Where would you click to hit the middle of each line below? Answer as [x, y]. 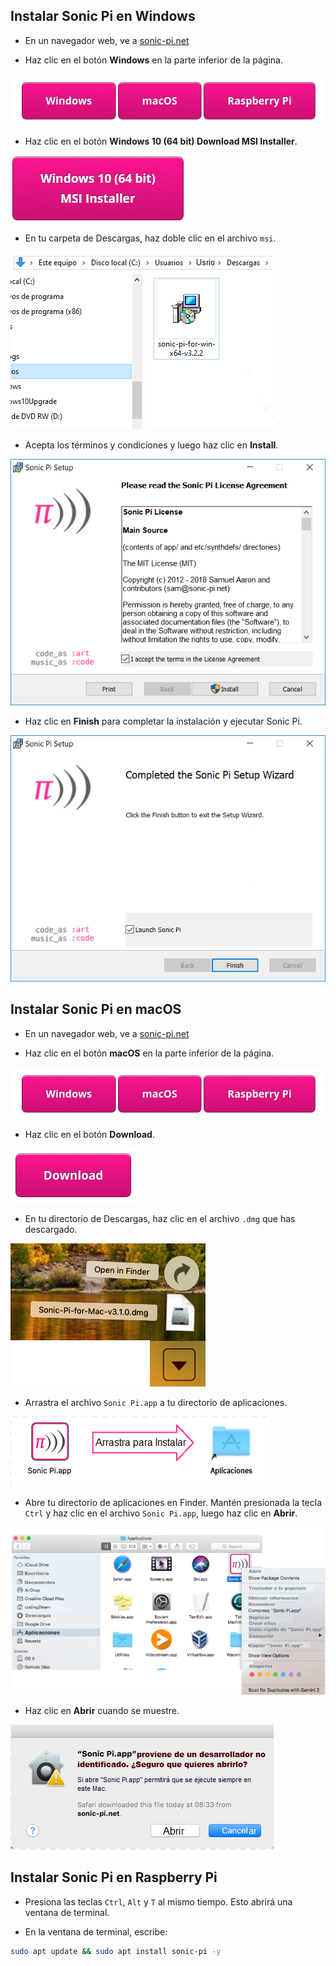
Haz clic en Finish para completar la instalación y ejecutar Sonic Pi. [163, 721]
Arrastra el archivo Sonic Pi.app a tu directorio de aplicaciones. [156, 1402]
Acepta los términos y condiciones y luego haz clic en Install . [151, 445]
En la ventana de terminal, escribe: [96, 1931]
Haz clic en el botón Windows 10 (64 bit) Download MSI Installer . [161, 141]
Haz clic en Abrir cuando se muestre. [102, 1710]
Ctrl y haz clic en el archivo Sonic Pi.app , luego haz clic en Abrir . [161, 1513]
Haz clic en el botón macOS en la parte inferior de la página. [149, 1053]
